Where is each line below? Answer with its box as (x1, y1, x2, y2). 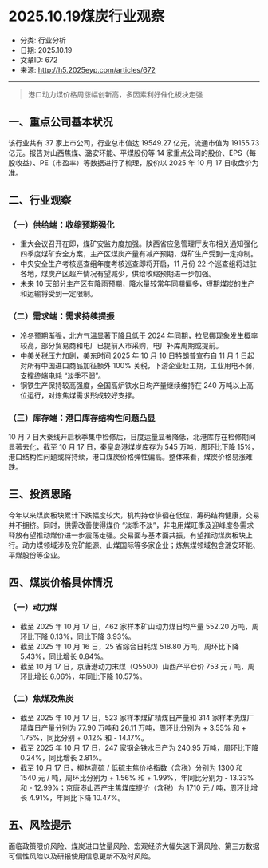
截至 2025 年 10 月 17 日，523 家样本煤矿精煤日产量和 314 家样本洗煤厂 (19, 712, 254, 723)
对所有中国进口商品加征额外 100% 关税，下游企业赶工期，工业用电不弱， (19, 360, 259, 370)
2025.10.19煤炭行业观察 (8, 7, 165, 26)
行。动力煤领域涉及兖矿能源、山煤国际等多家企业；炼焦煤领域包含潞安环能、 (8, 540, 260, 549)
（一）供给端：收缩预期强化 (8, 220, 115, 231)
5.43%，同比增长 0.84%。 (19, 652, 108, 661)
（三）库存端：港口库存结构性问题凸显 (8, 412, 156, 423)
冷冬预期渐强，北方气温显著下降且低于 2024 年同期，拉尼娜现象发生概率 (19, 331, 258, 340)
